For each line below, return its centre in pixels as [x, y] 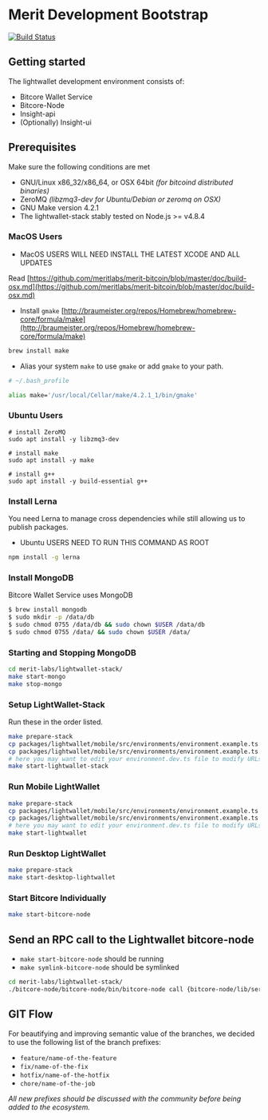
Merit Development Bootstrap [108, 15]
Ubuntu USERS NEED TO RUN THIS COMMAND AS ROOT [114, 543]
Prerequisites [42, 147]
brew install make [39, 351]
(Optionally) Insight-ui [55, 122]
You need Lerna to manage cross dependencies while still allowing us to [127, 519]
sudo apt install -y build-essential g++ [78, 481]
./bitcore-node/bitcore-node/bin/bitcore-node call [96, 989]
